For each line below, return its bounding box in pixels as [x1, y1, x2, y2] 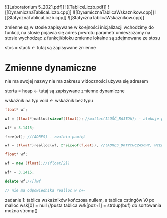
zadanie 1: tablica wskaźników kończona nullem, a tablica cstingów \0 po [5, 197, 155, 203]
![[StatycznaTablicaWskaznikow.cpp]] [67, 15, 144, 20]
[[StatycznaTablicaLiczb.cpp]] [5, 15, 67, 20]
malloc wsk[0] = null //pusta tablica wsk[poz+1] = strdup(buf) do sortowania [5, 202, 162, 208]
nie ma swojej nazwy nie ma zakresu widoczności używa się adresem [5, 78, 148, 84]
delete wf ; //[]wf [5, 179, 41, 184]
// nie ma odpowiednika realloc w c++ [5, 188, 85, 193]
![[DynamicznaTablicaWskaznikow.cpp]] [72, 9, 154, 15]
